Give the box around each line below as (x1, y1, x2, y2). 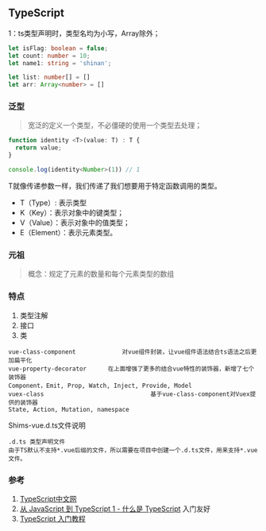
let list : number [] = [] (8, 73, 91, 82)
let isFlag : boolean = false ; (8, 44, 109, 52)
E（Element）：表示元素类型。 (19, 227, 118, 237)
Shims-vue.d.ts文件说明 (8, 421, 86, 430)
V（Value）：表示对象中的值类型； (19, 218, 131, 227)
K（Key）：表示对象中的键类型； (19, 207, 125, 217)
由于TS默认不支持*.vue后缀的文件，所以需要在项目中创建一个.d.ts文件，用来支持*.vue (8, 446, 258, 454)
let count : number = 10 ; (8, 52, 91, 60)
